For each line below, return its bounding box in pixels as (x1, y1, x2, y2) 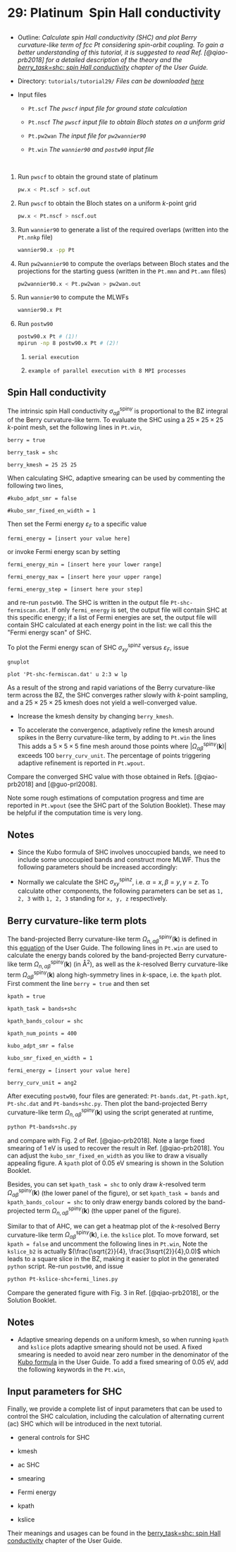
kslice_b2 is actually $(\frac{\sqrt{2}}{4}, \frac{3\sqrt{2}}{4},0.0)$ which (7, 1247, 221, 1256)
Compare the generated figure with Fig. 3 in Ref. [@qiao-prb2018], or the (7, 1288, 220, 1297)
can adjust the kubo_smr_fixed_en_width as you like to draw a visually (7, 1151, 208, 1160)
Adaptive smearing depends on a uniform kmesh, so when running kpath (17, 1335, 229, 1344)
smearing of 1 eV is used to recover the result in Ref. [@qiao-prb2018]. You (7, 1143, 225, 1152)
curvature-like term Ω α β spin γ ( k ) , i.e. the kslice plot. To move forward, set (7, 1229, 220, 1241)
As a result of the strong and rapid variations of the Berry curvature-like (7, 683, 216, 692)
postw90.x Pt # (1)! (17, 333, 78, 340)
